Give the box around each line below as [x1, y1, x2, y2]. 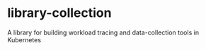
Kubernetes [7, 35, 41, 44]
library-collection [7, 5, 112, 21]
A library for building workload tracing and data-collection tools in [7, 28, 200, 37]
